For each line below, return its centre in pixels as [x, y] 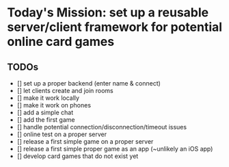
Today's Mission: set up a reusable [108, 13]
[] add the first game [46, 120]
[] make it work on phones [54, 105]
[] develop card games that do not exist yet [78, 156]
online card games [61, 42]
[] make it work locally [48, 98]
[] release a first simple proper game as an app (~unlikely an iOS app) [115, 149]
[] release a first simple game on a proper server [85, 141]
